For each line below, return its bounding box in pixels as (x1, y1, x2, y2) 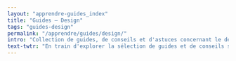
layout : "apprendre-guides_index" (7, 10, 109, 18)
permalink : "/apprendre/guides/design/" (7, 29, 128, 37)
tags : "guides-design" (7, 23, 74, 30)
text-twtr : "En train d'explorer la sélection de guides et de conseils (7, 43, 225, 50)
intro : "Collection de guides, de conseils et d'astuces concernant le (7, 36, 221, 43)
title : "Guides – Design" (7, 17, 83, 24)
